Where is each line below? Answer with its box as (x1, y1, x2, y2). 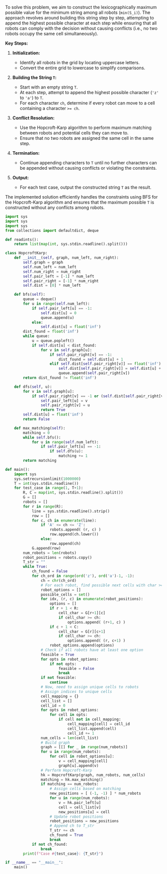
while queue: (23, 333, 50, 339)
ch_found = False (31, 569, 68, 574)
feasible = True (40, 652, 75, 657)
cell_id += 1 (67, 731, 94, 736)
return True (40, 408, 66, 413)
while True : (23, 564, 48, 569)
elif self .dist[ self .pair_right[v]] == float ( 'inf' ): (49, 361, 164, 366)
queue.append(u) (40, 315, 75, 320)
